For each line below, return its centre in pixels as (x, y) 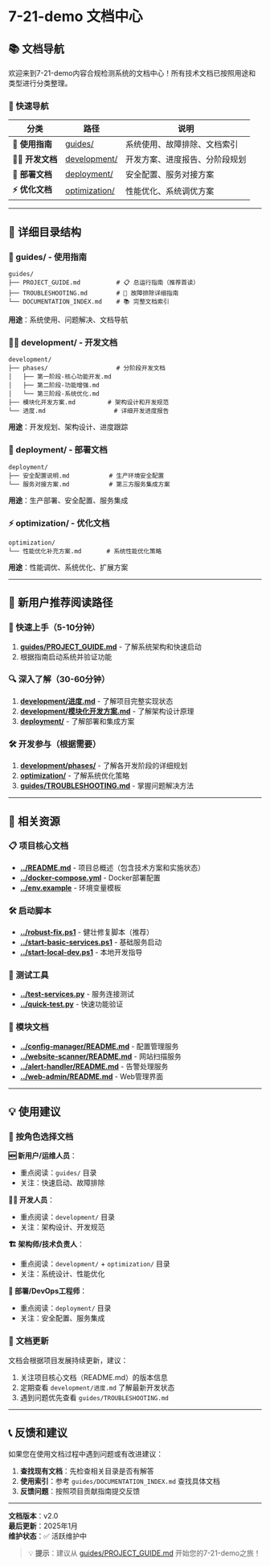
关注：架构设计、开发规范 (62, 1227)
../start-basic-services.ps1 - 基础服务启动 (91, 942)
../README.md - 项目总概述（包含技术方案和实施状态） (112, 867)
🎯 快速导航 (29, 105)
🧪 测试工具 (29, 975)
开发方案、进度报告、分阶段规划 (186, 159)
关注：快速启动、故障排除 (62, 1183)
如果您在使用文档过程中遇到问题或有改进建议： (86, 1453)
